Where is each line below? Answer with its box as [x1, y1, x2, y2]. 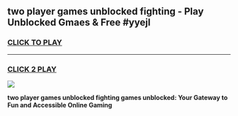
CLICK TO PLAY [7, 38, 62, 48]
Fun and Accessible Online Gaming [7, 101, 113, 109]
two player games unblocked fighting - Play [7, 6, 204, 18]
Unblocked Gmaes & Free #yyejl [7, 17, 151, 29]
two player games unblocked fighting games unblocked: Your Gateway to [7, 93, 228, 101]
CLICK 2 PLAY [7, 64, 57, 74]
